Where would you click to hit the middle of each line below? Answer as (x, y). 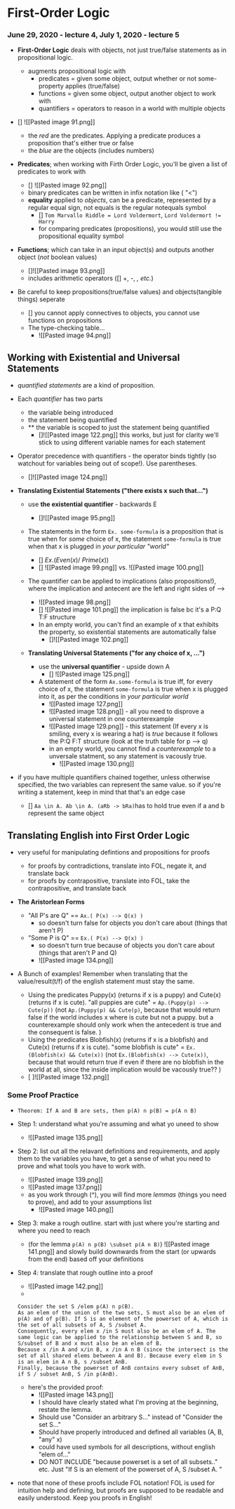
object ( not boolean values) (57, 257)
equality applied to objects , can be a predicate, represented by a (122, 200)
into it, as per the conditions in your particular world (113, 697)
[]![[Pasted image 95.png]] (77, 518)
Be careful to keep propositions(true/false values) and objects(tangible (120, 292)
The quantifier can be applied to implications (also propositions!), (122, 581)
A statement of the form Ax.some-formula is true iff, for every (126, 682)
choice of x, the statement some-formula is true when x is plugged (133, 689)
